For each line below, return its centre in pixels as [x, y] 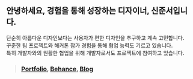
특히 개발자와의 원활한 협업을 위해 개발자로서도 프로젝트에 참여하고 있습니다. [95, 52]
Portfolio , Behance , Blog [57, 69]
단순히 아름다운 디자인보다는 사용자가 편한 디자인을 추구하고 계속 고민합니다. [95, 37]
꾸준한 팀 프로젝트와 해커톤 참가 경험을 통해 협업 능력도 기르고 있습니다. [90, 45]
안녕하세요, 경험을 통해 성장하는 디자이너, [78, 11]
